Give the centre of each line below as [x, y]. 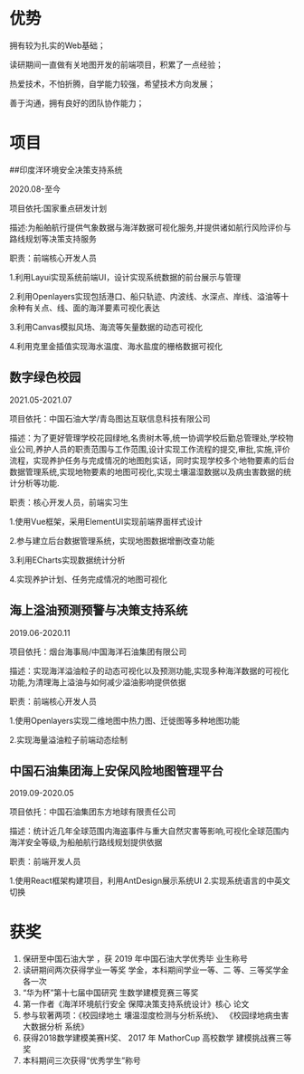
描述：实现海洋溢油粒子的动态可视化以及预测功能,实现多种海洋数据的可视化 [149, 670]
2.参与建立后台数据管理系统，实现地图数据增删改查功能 [112, 540]
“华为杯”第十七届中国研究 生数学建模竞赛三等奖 [110, 993]
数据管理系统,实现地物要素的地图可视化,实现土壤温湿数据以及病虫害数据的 [147, 471]
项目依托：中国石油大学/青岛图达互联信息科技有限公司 [110, 418]
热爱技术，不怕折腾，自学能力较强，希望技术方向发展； [112, 83]
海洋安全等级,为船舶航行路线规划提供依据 [86, 842]
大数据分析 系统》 [55, 1027]
